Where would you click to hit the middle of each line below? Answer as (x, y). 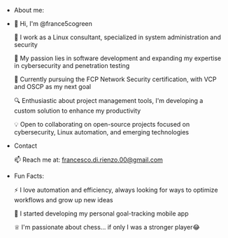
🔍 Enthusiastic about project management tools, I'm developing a (108, 100)
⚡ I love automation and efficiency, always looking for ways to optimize (116, 190)
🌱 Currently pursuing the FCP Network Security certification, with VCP (115, 79)
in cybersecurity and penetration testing (72, 65)
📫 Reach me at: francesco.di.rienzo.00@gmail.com (88, 160)
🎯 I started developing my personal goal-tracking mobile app (101, 213)
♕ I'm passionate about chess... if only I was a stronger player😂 (107, 227)
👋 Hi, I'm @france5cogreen (53, 23)
